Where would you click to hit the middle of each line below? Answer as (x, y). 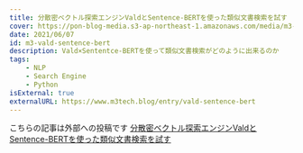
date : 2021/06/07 (42, 34)
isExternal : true (42, 93)
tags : (19, 59)
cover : (22, 26)
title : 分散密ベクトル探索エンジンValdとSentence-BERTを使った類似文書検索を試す (148, 18)
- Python (42, 85)
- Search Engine (56, 76)
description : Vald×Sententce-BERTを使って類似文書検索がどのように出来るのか (144, 51)
